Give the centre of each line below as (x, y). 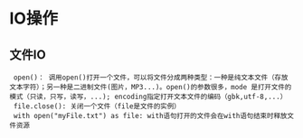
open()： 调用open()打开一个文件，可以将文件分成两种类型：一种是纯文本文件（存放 (151, 78)
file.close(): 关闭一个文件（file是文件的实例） (97, 106)
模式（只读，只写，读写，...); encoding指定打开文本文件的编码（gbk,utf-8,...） (148, 97)
